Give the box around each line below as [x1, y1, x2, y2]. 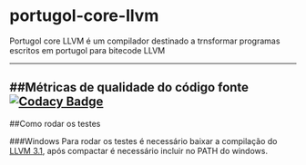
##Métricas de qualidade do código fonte [9, 80, 249, 95]
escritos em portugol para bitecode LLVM [9, 44, 166, 55]
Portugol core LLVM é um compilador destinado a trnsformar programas [9, 35, 280, 46]
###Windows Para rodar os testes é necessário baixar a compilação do [9, 135, 278, 146]
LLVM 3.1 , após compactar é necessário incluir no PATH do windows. [9, 145, 269, 156]
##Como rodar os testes [9, 118, 101, 129]
